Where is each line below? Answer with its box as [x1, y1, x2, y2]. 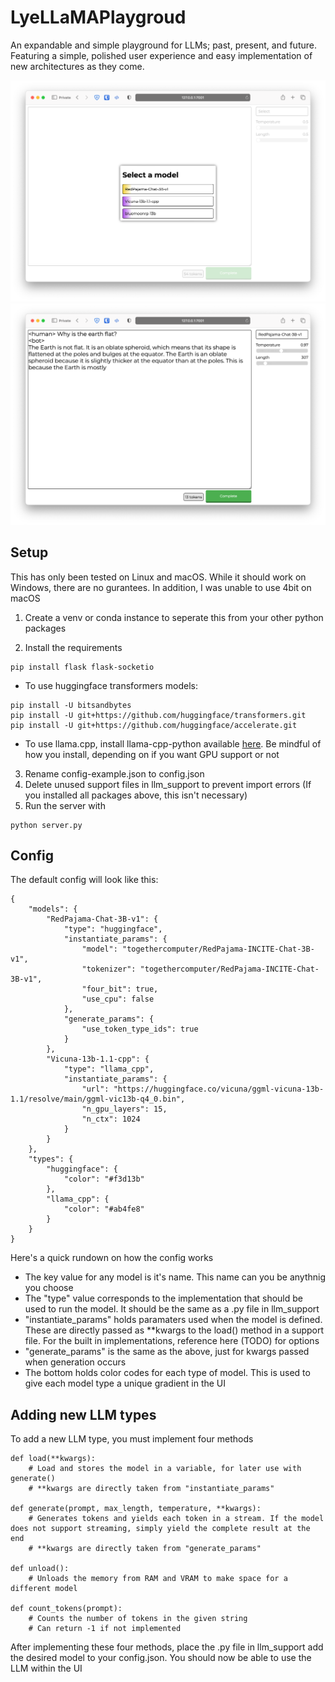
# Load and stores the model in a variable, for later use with [28, 1464, 302, 1474]
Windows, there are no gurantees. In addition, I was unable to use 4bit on [10, 581, 312, 593]
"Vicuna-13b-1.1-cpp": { [46, 1054, 150, 1065]
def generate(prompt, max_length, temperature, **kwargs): [10, 1504, 262, 1514]
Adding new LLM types [10, 1406, 157, 1423]
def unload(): [10, 1564, 70, 1574]
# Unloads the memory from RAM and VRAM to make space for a [28, 1574, 288, 1584]
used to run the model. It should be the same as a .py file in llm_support [24, 1303, 320, 1315]
